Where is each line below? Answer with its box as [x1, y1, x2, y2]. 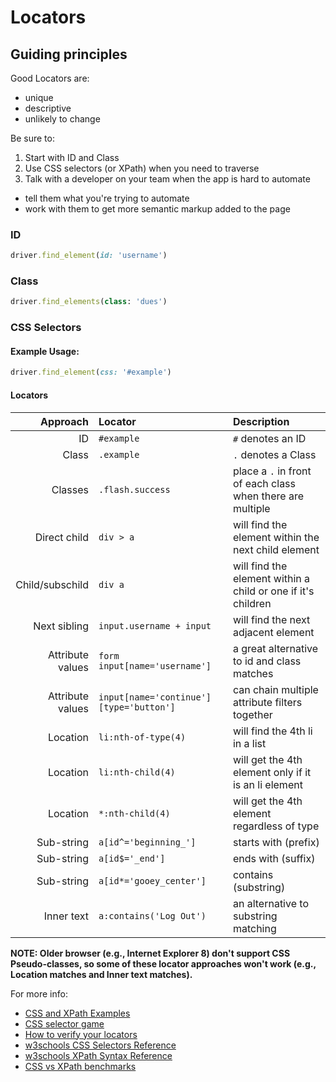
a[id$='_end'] [98, 852, 166, 864]
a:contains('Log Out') [98, 910, 207, 921]
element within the [232, 530, 320, 544]
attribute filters [232, 695, 303, 709]
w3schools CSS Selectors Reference [24, 1039, 177, 1051]
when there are [232, 489, 305, 503]
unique [24, 92, 54, 103]
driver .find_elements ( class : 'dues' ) [10, 297, 168, 307]
